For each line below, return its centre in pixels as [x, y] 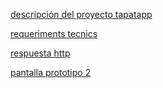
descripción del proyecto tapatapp [81, 14]
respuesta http [40, 53]
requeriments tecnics [54, 33]
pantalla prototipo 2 [51, 72]
